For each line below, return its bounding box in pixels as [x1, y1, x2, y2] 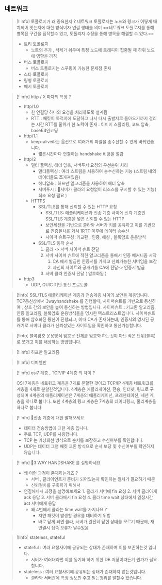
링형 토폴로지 [23, 77, 49, 83]
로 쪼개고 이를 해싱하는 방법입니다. [16, 339, 81, 344]
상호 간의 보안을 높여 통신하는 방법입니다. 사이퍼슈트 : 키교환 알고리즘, [24, 304, 156, 310]
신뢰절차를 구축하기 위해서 [31, 482, 81, 488]
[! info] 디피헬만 [16, 359, 47, 365]
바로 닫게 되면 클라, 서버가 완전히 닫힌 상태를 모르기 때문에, [38, 518, 149, 524]
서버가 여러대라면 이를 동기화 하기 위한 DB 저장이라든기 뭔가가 [31, 556, 148, 562]
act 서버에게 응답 [23, 500, 56, 506]
